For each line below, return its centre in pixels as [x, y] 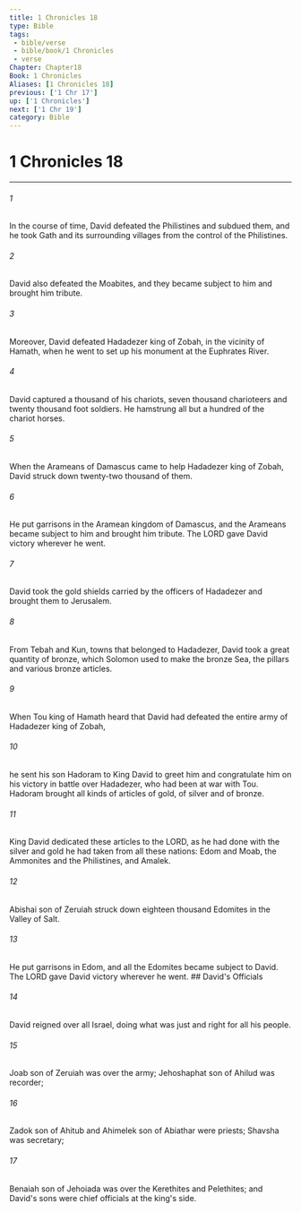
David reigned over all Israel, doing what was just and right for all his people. [150, 1024]
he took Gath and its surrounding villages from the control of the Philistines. [149, 236]
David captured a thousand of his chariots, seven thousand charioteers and [148, 399]
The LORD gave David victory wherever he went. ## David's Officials [136, 976]
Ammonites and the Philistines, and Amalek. [90, 861]
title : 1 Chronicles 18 [54, 17]
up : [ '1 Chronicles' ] [50, 101]
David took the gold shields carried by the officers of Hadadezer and [136, 591]
